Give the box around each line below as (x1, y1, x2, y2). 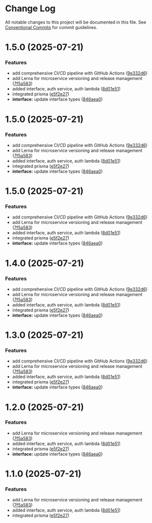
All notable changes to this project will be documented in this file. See (5, 19, 147, 25)
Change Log (5, 3, 56, 14)
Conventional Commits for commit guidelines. (5, 24, 97, 30)
